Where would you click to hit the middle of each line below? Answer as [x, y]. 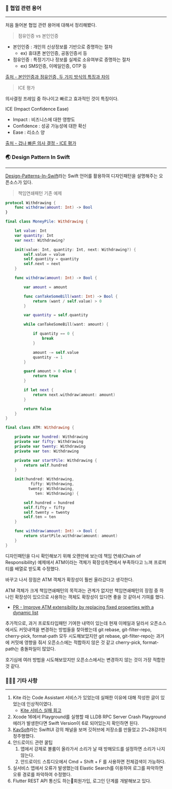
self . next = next [42, 264]
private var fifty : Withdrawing [49, 442]
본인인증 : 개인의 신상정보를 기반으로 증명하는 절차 [62, 47]
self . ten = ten [40, 517]
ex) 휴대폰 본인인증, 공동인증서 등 [54, 53]
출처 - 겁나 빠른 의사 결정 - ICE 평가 [41, 143]
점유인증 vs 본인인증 [38, 36]
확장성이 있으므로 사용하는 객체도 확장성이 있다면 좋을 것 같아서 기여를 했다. [90, 597]
